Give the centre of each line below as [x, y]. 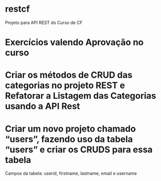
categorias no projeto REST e [65, 85]
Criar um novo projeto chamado [70, 129]
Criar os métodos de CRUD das [69, 75]
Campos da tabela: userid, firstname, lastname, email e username [71, 173]
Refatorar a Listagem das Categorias [80, 96]
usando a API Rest [43, 106]
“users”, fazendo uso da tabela [69, 139]
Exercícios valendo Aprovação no [74, 42]
